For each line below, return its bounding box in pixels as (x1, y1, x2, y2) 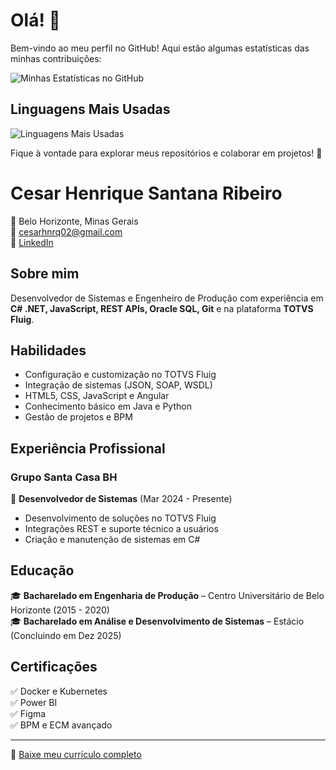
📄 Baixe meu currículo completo (10, 748, 142, 760)
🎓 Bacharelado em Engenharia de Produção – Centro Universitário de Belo (10, 589, 325, 601)
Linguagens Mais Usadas (10, 101, 171, 118)
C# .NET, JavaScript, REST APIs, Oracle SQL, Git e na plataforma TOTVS (10, 302, 314, 314)
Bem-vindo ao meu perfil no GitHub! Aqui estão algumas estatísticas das (10, 42, 310, 54)
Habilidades (10, 342, 87, 359)
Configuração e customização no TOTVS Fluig (24, 369, 217, 381)
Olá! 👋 (10, 9, 61, 32)
